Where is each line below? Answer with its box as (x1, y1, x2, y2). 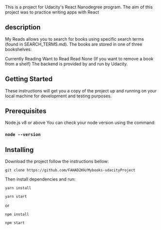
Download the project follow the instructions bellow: (5, 158, 109, 164)
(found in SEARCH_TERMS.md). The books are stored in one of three (5, 41, 143, 47)
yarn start (5, 194, 27, 199)
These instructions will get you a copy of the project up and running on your (5, 88, 157, 93)
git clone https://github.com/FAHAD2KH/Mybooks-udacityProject (5, 168, 136, 173)
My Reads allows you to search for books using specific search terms (5, 36, 144, 42)
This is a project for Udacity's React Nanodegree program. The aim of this (5, 4, 153, 10)
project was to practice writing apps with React (5, 9, 99, 15)
